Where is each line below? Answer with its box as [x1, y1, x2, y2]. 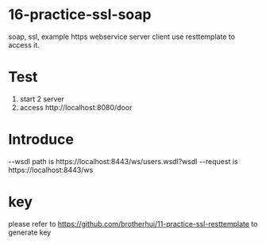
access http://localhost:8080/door [19, 102, 133, 112]
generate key [8, 228, 52, 237]
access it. [8, 40, 40, 49]
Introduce [8, 131, 74, 148]
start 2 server [19, 94, 65, 104]
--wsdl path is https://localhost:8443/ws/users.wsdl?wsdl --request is [8, 156, 238, 166]
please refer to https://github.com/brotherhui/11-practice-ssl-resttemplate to [8, 219, 258, 228]
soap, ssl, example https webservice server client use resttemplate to [8, 32, 236, 41]
